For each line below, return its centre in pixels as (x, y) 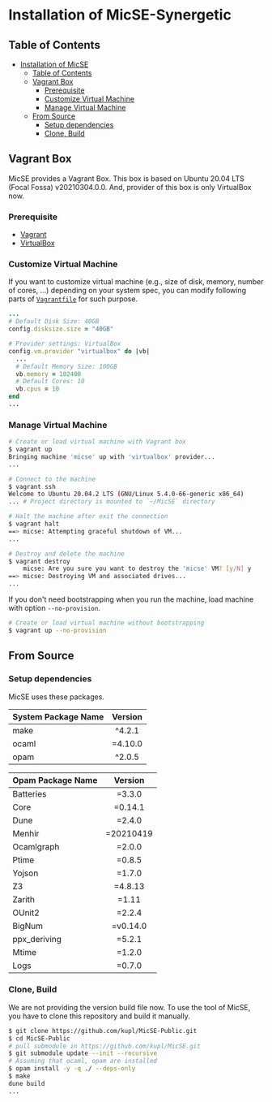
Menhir (26, 833)
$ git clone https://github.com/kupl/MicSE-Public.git (103, 1031)
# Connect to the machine (52, 479)
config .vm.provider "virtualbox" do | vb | (79, 351)
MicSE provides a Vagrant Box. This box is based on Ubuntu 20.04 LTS (127, 178)
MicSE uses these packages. (57, 697)
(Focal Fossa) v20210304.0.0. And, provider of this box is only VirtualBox (130, 187)
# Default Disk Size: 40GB (54, 322)
